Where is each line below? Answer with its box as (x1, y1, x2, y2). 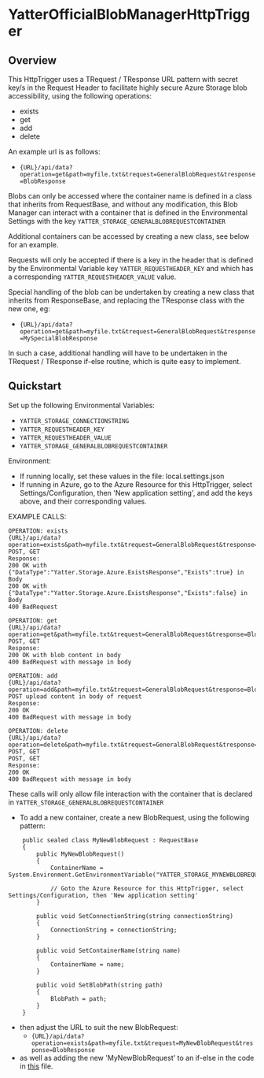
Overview (8, 54, 57, 67)
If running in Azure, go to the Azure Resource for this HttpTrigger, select (19, 479, 253, 489)
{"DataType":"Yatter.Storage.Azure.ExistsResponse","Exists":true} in (8, 568, 244, 576)
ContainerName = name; (49, 960, 125, 968)
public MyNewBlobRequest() (36, 849, 125, 858)
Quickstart (8, 380, 62, 393)
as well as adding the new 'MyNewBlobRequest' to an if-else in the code (19, 1053, 255, 1062)
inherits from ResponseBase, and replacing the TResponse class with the (8, 296, 245, 305)
